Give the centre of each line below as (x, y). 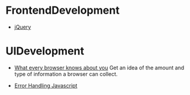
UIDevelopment (45, 51)
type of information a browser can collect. (66, 74)
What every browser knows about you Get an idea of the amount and (99, 68)
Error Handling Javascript (46, 85)
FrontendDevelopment (63, 10)
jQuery (22, 27)
